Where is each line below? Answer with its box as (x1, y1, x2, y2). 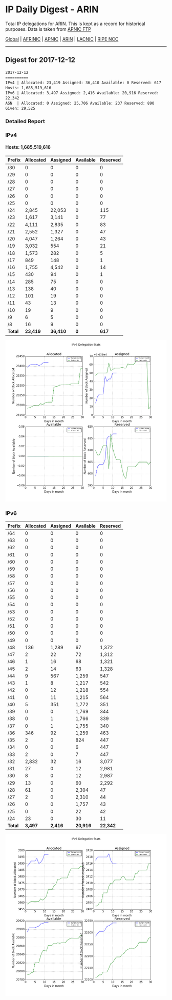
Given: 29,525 (5, 106, 36, 111)
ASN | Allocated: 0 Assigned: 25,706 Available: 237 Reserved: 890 (5, 101, 155, 106)
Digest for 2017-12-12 (5, 55, 76, 65)
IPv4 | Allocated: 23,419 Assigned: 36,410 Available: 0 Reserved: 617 (5, 80, 161, 85)
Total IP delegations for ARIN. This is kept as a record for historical (5, 21, 145, 27)
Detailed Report (5, 117, 45, 125)
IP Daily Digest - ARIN (5, 4, 99, 15)
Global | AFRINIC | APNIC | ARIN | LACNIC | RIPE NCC (5, 36, 119, 42)
